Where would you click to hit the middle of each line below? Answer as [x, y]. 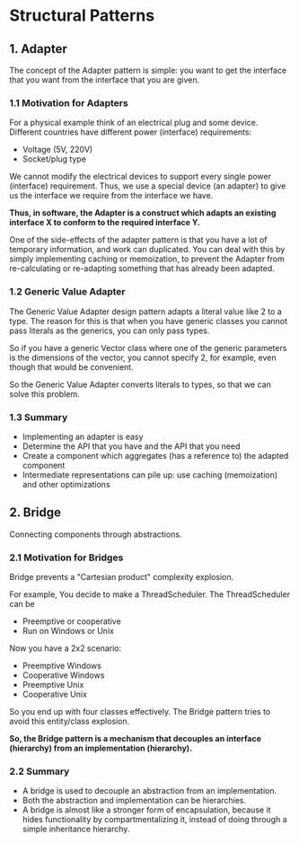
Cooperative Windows [63, 675]
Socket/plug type [54, 159]
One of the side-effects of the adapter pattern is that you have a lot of [138, 240]
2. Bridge [35, 513]
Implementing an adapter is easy [83, 436]
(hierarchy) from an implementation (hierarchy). [101, 748]
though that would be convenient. [71, 367]
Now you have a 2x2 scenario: [66, 648]
